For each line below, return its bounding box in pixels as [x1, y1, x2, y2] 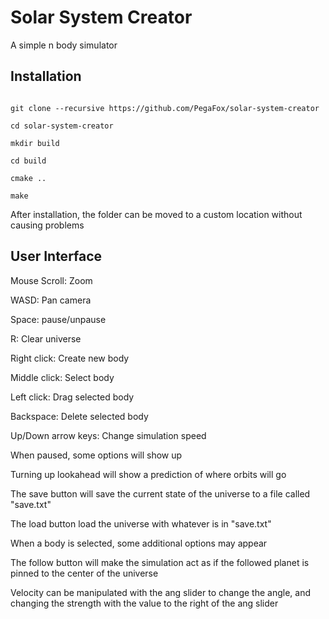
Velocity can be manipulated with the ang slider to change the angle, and [10, 586, 311, 598]
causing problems [10, 219, 85, 231]
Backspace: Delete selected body [10, 410, 149, 422]
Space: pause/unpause [10, 313, 107, 325]
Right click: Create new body [10, 352, 130, 364]
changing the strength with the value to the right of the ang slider [10, 597, 279, 609]
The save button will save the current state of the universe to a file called [10, 487, 311, 500]
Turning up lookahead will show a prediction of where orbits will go [10, 468, 287, 480]
